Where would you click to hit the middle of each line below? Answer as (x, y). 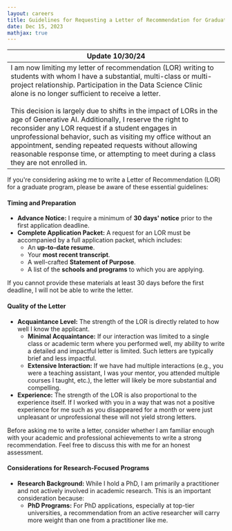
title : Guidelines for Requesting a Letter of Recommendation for (105, 20)
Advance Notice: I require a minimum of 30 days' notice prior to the (115, 218)
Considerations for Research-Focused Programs (78, 468)
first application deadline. (53, 226)
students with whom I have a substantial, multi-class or (100, 77)
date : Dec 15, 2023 (35, 26)
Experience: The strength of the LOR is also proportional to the (107, 395)
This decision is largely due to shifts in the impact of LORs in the (114, 111)
